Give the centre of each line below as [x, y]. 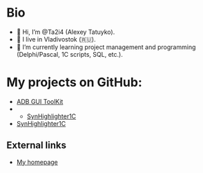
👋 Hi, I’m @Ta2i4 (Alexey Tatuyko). [66, 32]
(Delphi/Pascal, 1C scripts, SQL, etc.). [70, 54]
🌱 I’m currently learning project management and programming [106, 47]
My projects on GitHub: [75, 83]
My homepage [37, 162]
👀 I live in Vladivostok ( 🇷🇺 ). [56, 39]
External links [37, 146]
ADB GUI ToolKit [40, 101]
